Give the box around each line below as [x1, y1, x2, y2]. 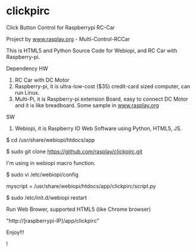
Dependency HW [6, 64, 49, 72]
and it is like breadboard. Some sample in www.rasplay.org [14, 101, 159, 108]
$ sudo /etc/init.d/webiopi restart [6, 194, 88, 201]
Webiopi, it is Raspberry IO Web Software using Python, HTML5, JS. [14, 125, 182, 132]
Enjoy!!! [6, 228, 25, 236]
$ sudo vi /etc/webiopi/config [6, 171, 79, 178]
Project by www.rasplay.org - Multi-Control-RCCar [6, 35, 130, 42]
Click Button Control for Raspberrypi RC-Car [6, 24, 115, 31]
